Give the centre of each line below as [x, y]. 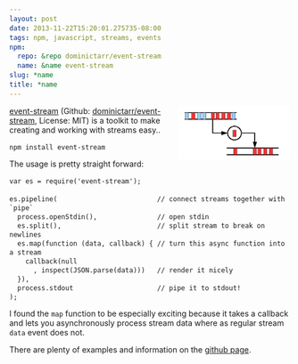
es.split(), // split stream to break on [141, 226]
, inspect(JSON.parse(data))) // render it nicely [133, 270]
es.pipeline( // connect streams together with [147, 199]
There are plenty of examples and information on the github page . [130, 349]
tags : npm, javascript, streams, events [86, 37]
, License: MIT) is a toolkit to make [97, 120]
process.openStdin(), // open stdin [113, 217]
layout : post [33, 19]
